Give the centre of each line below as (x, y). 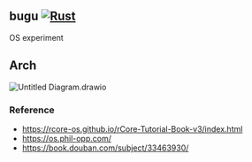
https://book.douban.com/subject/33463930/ (105, 148)
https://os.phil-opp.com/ (67, 138)
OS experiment (36, 37)
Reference (32, 110)
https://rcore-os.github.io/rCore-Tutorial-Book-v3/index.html (132, 128)
